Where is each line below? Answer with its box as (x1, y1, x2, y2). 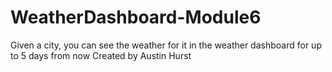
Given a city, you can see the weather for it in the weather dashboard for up (10, 39, 322, 51)
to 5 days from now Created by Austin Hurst (10, 49, 192, 61)
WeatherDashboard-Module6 (10, 6, 262, 29)
